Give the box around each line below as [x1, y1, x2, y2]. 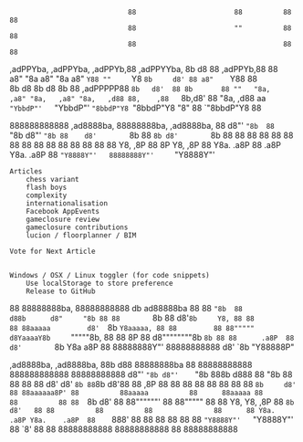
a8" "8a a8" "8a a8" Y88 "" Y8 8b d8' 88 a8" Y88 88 [9, 73, 258, 84]
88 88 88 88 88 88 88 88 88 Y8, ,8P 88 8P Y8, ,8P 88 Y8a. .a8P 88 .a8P [9, 140, 281, 150]
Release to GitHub [26, 287, 96, 296]
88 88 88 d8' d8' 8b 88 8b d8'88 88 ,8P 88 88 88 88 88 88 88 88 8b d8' [9, 379, 297, 389]
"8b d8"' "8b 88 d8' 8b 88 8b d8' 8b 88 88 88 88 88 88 [9, 130, 294, 141]
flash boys [26, 183, 68, 192]
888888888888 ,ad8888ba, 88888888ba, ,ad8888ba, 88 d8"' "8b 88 [9, 121, 276, 131]
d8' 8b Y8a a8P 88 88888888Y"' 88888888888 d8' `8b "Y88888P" [9, 342, 295, 353]
